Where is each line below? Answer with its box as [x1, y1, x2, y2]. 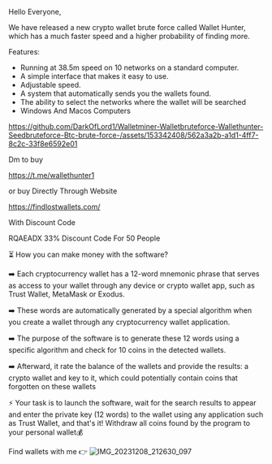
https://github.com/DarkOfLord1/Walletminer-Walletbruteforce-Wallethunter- [8, 122, 264, 131]
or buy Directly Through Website [8, 186, 118, 196]
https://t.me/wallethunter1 [8, 171, 95, 180]
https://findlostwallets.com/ [8, 202, 101, 211]
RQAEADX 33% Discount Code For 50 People [8, 233, 161, 243]
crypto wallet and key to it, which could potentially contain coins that [8, 373, 238, 383]
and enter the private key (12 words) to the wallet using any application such [8, 410, 264, 419]
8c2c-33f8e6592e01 [8, 139, 78, 149]
